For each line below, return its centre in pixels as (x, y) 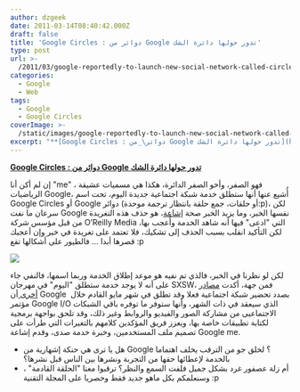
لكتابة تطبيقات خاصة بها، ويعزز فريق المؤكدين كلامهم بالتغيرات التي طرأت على (140, 323)
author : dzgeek (38, 17)
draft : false (34, 34)
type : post (30, 51)
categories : (32, 76)
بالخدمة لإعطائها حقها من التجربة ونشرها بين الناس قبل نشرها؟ (126, 358)
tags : (20, 100)
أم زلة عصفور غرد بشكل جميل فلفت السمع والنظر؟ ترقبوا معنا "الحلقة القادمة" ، (156, 368)
